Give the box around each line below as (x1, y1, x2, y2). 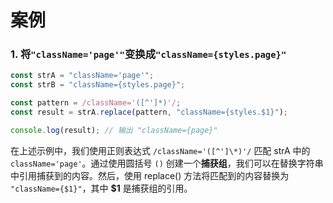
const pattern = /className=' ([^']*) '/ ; (10, 98, 182, 108)
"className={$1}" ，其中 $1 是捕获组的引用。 (10, 182, 193, 194)
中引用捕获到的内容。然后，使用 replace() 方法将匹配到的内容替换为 (10, 169, 290, 181)
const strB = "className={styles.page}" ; (10, 80, 186, 90)
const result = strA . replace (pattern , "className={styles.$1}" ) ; (10, 107, 288, 118)
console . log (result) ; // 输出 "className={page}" (10, 125, 218, 135)
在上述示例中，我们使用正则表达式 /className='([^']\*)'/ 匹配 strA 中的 (10, 144, 311, 156)
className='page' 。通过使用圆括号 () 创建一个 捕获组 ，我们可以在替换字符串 (10, 157, 324, 169)
